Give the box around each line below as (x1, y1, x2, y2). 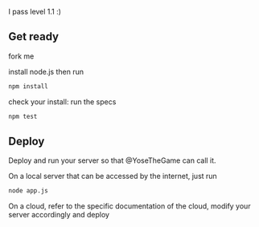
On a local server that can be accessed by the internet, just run (8, 172, 217, 181)
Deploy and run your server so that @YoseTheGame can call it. (8, 156, 216, 165)
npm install (8, 82, 48, 91)
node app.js (8, 187, 48, 195)
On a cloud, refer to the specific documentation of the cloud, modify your (8, 201, 251, 211)
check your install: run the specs (8, 96, 117, 107)
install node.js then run (8, 67, 84, 76)
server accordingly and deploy (8, 210, 110, 220)
